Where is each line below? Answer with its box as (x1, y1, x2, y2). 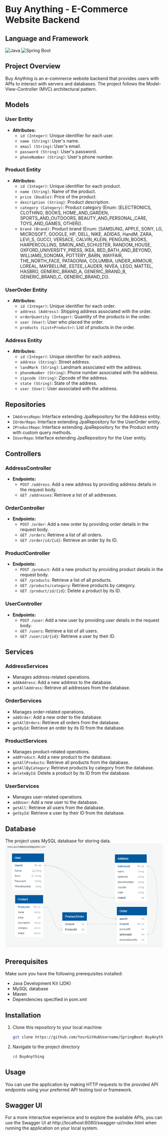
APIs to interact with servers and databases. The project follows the (5, 80, 145, 86)
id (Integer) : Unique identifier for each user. (20, 132, 114, 139)
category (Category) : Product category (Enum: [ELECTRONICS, (20, 204, 152, 210)
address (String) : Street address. (20, 359, 90, 365)
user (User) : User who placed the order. (20, 319, 104, 325)
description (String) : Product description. (20, 199, 110, 205)
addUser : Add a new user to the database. (12, 800, 98, 806)
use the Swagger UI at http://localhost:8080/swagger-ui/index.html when (5, 1120, 157, 1126)
